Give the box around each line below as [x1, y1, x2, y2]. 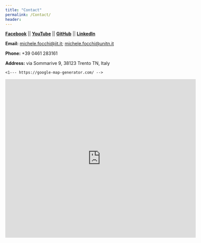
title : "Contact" [5, 7, 42, 13]
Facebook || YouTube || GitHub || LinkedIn [5, 31, 95, 37]
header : [5, 17, 22, 22]
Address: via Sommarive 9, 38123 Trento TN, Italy [5, 60, 110, 66]
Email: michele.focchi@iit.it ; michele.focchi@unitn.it [5, 41, 114, 47]
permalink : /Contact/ [5, 12, 51, 17]
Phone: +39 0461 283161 [5, 50, 58, 56]
